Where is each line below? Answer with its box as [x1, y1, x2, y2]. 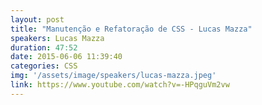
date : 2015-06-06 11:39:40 [10, 52, 123, 62]
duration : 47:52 [10, 42, 78, 53]
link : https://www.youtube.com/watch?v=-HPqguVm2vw [10, 80, 230, 90]
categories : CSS [10, 61, 78, 71]
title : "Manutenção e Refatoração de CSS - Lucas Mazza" [10, 24, 253, 34]
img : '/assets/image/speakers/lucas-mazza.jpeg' [10, 71, 217, 81]
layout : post [10, 14, 65, 25]
